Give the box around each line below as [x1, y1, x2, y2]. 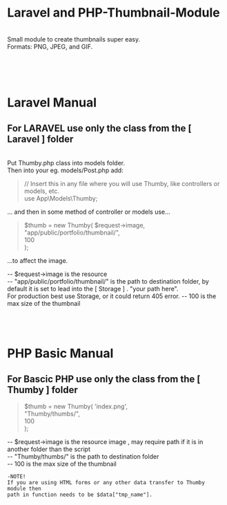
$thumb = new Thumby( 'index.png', [23, 402, 128, 410]
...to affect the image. [7, 256, 68, 264]
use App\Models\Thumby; [23, 194, 98, 202]
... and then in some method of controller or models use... [7, 208, 170, 216]
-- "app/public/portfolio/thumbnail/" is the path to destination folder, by [7, 277, 209, 285]
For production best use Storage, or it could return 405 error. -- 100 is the [7, 292, 217, 300]
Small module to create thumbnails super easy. [7, 35, 140, 43]
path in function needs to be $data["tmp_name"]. [7, 491, 153, 498]
